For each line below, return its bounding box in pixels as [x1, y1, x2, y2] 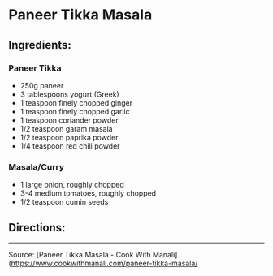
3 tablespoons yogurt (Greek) [19, 89, 119, 99]
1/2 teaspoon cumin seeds [19, 197, 109, 207]
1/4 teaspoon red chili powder [19, 140, 120, 151]
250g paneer [19, 80, 64, 90]
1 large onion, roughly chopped [19, 180, 124, 190]
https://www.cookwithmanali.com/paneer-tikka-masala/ [11, 258, 198, 268]
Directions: [8, 221, 66, 235]
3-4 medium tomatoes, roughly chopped [19, 188, 157, 198]
